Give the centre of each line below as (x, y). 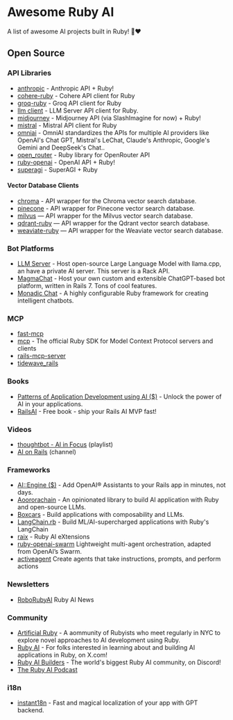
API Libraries (29, 73)
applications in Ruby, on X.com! (62, 655)
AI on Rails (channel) (46, 452)
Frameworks (29, 470)
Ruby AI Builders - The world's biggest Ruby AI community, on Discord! (119, 662)
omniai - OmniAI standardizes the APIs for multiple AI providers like (113, 132)
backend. (31, 710)
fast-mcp (30, 334)
